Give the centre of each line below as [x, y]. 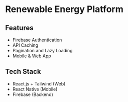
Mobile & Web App [32, 56]
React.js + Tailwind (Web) [39, 83]
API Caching [25, 45]
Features [19, 28]
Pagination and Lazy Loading [42, 50]
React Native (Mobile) [35, 89]
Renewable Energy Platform [65, 9]
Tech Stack [23, 72]
